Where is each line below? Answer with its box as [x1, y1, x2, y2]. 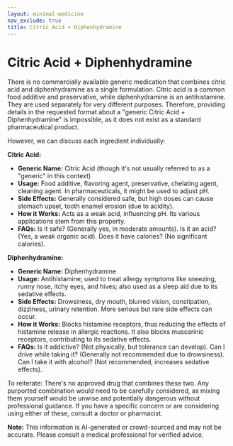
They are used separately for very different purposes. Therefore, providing [7, 100, 225, 109]
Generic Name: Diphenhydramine [17, 267, 117, 276]
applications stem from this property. [17, 217, 126, 226]
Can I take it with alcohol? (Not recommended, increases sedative [17, 358, 210, 366]
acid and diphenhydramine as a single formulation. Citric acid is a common [7, 85, 225, 94]
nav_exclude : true [7, 17, 62, 24]
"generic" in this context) [17, 172, 91, 180]
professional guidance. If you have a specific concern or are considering [7, 402, 220, 410]
